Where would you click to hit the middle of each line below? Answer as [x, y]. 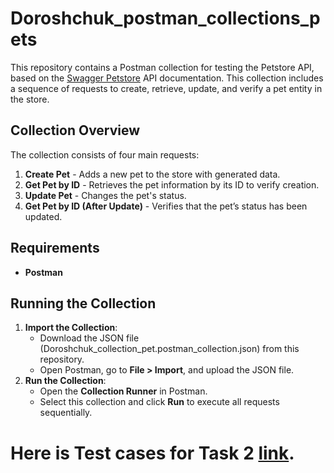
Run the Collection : [65, 381]
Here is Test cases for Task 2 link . [152, 453]
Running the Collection [83, 303]
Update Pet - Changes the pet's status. [105, 195]
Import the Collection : [71, 328]
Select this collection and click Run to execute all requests [159, 402]
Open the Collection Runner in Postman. [123, 391]
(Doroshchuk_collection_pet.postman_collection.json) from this [169, 349]
